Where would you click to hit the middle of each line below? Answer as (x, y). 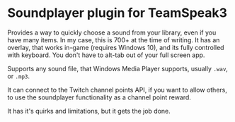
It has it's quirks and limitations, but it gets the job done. (89, 111)
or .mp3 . (19, 76)
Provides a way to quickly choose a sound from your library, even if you (112, 32)
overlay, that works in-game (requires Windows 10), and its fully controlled (116, 47)
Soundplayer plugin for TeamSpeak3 (117, 13)
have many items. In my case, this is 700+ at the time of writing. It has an (114, 39)
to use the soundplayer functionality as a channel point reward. (99, 97)
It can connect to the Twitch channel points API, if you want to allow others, (117, 90)
